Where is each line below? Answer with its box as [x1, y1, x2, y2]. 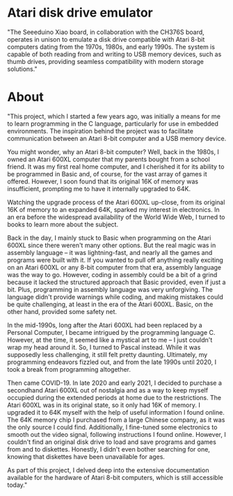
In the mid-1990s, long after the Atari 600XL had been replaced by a [7, 321, 203, 329]
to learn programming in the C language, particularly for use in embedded [7, 119, 219, 128]
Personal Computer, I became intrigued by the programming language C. [7, 328, 216, 336]
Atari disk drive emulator [7, 5, 153, 21]
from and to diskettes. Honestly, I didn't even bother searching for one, [7, 445, 211, 453]
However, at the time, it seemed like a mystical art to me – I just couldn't [7, 336, 213, 344]
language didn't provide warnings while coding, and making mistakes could [7, 292, 224, 301]
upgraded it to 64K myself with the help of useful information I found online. [7, 408, 225, 416]
